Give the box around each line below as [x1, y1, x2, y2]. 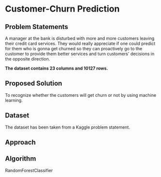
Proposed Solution [5, 79, 62, 88]
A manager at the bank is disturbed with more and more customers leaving [5, 35, 155, 41]
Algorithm [5, 155, 36, 163]
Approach [5, 138, 36, 147]
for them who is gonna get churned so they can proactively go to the [5, 46, 143, 51]
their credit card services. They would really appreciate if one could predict [5, 41, 156, 46]
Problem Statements [5, 23, 68, 31]
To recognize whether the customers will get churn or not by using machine [5, 92, 157, 98]
